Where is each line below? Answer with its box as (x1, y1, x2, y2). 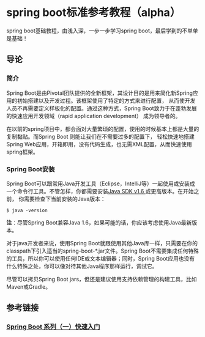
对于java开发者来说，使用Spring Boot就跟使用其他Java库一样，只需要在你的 (6, 239, 198, 246)
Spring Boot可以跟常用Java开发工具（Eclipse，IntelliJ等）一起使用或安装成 (6, 180, 196, 187)
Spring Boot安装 (6, 165, 55, 173)
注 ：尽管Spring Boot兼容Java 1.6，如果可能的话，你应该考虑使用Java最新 (6, 218, 192, 226)
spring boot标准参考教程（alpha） (6, 6, 181, 20)
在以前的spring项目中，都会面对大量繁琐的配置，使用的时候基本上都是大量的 (6, 125, 199, 132)
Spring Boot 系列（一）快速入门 (6, 322, 100, 331)
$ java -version (6, 207, 48, 213)
